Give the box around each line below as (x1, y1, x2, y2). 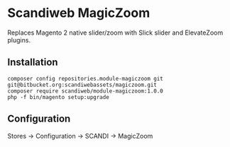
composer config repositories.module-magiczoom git (7, 75, 163, 82)
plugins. (7, 35, 31, 44)
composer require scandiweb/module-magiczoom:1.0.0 (7, 87, 163, 95)
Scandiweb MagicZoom (7, 5, 150, 21)
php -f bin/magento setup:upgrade (7, 93, 110, 100)
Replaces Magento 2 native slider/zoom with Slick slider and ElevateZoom (7, 28, 224, 37)
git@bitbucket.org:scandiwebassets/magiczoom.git (7, 81, 158, 88)
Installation (7, 57, 58, 69)
